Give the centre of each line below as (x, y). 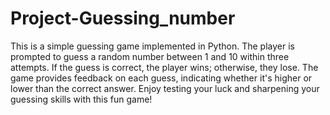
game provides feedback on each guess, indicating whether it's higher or (161, 78)
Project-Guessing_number (123, 18)
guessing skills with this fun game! (81, 99)
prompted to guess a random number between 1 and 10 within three (150, 56)
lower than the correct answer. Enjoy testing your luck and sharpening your (165, 88)
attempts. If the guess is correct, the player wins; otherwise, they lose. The (164, 67)
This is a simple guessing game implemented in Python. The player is (152, 46)
